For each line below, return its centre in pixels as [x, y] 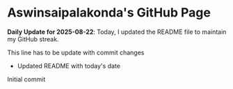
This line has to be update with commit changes [76, 52]
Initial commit [26, 79]
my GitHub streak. [33, 39]
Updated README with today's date [69, 66]
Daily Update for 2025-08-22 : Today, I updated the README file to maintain [117, 32]
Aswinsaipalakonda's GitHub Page [109, 13]
